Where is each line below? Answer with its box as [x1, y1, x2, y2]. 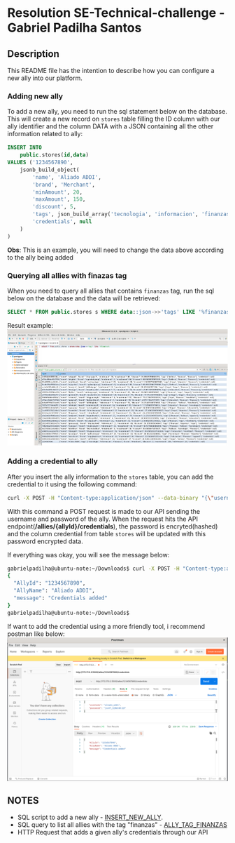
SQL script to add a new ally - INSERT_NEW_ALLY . [17, 813, 163, 822]
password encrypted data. [7, 537, 83, 545]
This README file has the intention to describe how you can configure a [7, 67, 215, 74]
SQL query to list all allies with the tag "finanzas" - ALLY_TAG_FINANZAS [17, 821, 227, 829]
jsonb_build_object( [20, 166, 80, 173]
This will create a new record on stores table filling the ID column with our [7, 114, 220, 124]
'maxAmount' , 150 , [32, 196, 86, 203]
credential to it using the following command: [7, 479, 138, 489]
